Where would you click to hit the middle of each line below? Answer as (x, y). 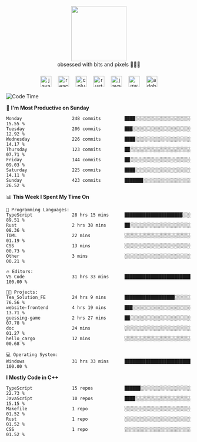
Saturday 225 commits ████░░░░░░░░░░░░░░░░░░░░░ (98, 170)
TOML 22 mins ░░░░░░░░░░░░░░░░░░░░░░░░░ (98, 235)
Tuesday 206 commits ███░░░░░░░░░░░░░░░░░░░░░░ (98, 129)
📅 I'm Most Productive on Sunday (48, 108)
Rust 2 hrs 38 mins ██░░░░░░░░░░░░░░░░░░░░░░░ (98, 225)
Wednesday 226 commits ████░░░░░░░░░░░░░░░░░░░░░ (98, 139)
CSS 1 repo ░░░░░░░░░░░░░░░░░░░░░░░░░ (98, 429)
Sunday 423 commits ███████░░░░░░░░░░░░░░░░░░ (98, 180)
